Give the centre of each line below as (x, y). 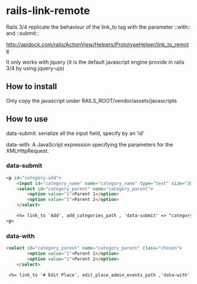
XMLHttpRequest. (28, 151)
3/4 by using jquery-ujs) (35, 68)
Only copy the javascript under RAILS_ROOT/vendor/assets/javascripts (91, 101)
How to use (27, 119)
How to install (32, 87)
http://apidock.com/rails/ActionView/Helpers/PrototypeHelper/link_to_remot (98, 44)
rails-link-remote (48, 11)
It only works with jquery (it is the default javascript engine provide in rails (95, 62)
